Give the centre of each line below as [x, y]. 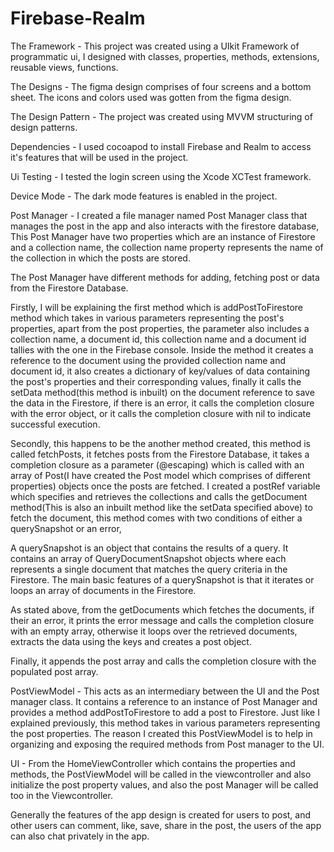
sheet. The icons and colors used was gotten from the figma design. [151, 97]
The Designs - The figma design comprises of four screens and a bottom [161, 86]
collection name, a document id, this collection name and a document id [158, 339]
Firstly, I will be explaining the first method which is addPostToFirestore [157, 307]
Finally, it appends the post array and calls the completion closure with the [163, 661]
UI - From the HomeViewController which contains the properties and [153, 763]
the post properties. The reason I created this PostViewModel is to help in [161, 733]
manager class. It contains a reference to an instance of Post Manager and [164, 701]
